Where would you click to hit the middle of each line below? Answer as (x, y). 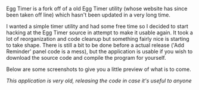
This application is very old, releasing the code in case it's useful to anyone (99, 81)
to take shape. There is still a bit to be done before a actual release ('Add (95, 45)
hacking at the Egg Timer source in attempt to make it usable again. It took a (100, 33)
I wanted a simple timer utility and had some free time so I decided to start (97, 26)
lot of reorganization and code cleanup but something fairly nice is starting (98, 39)
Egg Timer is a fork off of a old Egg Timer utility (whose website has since (97, 9)
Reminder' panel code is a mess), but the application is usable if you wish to (99, 52)
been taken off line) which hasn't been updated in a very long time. (88, 15)
